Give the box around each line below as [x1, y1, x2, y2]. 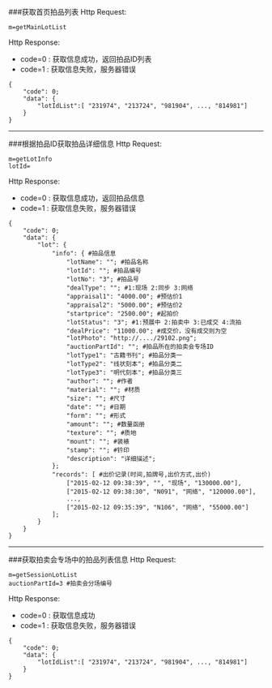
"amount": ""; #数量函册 [66, 420, 146, 428]
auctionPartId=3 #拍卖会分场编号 [8, 579, 113, 587]
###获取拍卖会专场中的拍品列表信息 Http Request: [8, 555, 176, 564]
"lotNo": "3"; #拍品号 [66, 275, 139, 283]
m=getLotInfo [8, 155, 53, 163]
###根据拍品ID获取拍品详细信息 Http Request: [8, 139, 162, 148]
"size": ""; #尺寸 [66, 394, 126, 402]
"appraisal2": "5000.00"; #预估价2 [66, 301, 183, 309]
